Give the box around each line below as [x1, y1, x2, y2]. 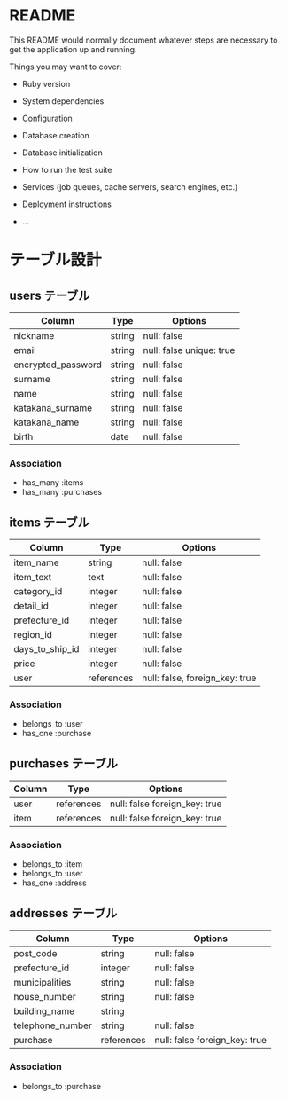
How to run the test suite [21, 164, 112, 175]
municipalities [13, 977, 72, 989]
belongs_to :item [21, 859, 83, 869]
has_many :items [21, 477, 84, 488]
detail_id [13, 600, 49, 612]
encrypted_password [13, 358, 102, 371]
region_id [13, 629, 53, 641]
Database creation [21, 130, 90, 140]
